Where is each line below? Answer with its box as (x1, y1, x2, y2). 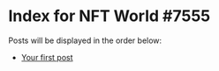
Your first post (20, 52, 73, 62)
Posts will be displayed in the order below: (8, 35, 162, 46)
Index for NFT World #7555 (8, 6, 211, 26)
